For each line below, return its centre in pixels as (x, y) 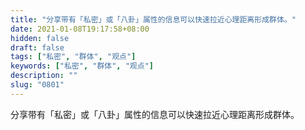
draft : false (37, 47)
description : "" (44, 76)
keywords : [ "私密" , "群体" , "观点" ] (82, 66)
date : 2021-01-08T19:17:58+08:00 (80, 29)
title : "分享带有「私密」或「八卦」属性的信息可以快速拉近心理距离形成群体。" (153, 19)
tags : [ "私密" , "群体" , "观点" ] (73, 57)
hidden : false (40, 38)
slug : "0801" (37, 85)
